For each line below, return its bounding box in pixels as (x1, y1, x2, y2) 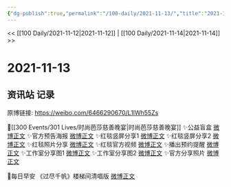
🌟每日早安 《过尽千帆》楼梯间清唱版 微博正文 (7, 172, 135, 180)
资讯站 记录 (7, 89, 55, 101)
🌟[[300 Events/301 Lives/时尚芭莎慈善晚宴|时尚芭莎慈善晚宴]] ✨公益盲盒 (7, 123, 212, 131)
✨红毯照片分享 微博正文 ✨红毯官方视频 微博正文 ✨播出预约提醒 (26, 140, 206, 148)
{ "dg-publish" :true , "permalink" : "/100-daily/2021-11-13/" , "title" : (7, 10, 205, 17)
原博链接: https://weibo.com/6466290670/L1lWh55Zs (7, 108, 159, 116)
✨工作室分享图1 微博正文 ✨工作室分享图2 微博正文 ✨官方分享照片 (20, 149, 206, 157)
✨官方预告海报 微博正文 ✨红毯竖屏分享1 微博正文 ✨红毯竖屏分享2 (26, 132, 212, 140)
